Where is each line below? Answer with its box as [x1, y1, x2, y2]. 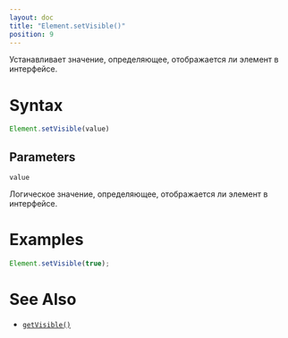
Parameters [9, 149, 76, 165]
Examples [9, 230, 84, 250]
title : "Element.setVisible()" [9, 21, 126, 30]
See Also [9, 290, 77, 309]
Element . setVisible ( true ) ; [9, 258, 110, 268]
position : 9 [9, 30, 54, 38]
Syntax [9, 95, 64, 115]
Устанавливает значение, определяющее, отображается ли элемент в [9, 55, 279, 65]
